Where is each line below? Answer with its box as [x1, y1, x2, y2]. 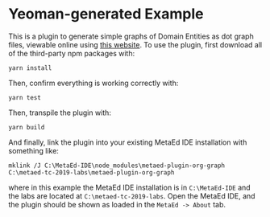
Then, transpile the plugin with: [8, 108, 111, 117]
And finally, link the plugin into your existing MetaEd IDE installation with [8, 137, 247, 147]
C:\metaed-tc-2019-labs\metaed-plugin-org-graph [8, 168, 175, 177]
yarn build [8, 123, 45, 131]
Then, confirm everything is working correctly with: [8, 78, 179, 88]
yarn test [8, 93, 42, 101]
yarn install [8, 63, 52, 72]
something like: [8, 145, 59, 155]
